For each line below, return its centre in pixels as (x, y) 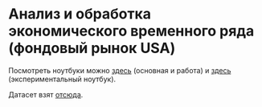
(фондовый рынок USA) (92, 48)
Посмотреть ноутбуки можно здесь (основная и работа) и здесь (120, 70)
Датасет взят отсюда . (46, 94)
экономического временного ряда (131, 31)
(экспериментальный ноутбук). (62, 79)
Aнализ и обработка (80, 14)
